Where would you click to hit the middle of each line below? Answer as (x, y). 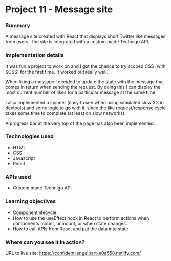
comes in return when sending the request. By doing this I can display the (83, 87)
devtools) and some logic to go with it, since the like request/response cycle (86, 108)
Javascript (24, 158)
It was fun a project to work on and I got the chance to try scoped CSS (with (85, 66)
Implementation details (35, 55)
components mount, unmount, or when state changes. (70, 223)
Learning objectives (31, 201)
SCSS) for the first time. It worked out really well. (57, 72)
